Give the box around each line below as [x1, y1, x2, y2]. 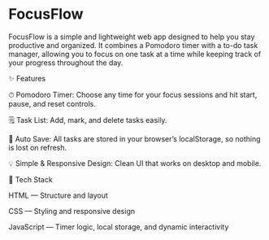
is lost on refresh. [8, 142, 67, 152]
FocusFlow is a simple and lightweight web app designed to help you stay [8, 32, 255, 41]
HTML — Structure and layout [8, 190, 108, 200]
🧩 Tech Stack [8, 174, 53, 184]
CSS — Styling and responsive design [8, 206, 136, 216]
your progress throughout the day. [8, 58, 124, 68]
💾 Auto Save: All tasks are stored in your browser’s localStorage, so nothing [8, 133, 261, 143]
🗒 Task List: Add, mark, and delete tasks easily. [8, 115, 167, 124]
